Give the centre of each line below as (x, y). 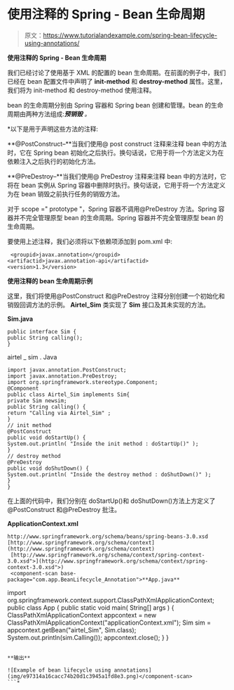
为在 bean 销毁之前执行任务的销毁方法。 (66, 193)
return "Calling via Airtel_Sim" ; (59, 413)
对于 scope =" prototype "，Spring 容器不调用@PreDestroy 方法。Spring (112, 209)
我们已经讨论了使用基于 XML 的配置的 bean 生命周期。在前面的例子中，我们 (117, 72)
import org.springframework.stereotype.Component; (83, 382)
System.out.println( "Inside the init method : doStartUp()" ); (103, 444)
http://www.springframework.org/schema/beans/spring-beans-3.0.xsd (108, 536)
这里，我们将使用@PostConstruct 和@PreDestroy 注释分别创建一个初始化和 (116, 295)
